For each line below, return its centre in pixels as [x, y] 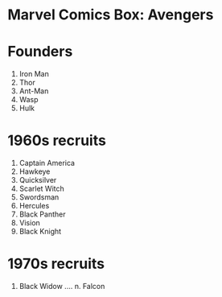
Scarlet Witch [42, 189]
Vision [30, 223]
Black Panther [42, 214]
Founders [40, 52]
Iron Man [34, 74]
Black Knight [40, 232]
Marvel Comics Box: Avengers [111, 15]
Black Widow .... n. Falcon [62, 286]
